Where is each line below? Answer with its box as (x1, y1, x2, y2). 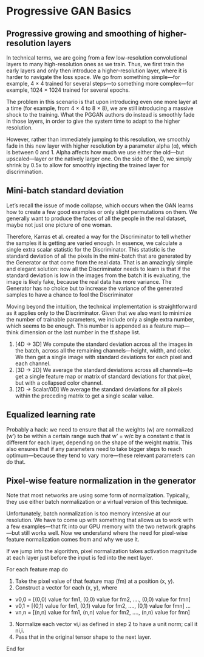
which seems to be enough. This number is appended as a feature (6, 322, 172, 329)
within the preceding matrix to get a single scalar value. (15, 392, 154, 399)
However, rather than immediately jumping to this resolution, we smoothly (6, 136, 191, 143)
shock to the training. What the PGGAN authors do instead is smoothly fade (6, 111, 195, 118)
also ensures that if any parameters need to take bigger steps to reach (6, 445, 182, 452)
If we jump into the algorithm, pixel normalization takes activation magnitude (6, 548, 197, 555)
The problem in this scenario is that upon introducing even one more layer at (6, 98, 197, 105)
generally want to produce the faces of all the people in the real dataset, (6, 215, 187, 222)
